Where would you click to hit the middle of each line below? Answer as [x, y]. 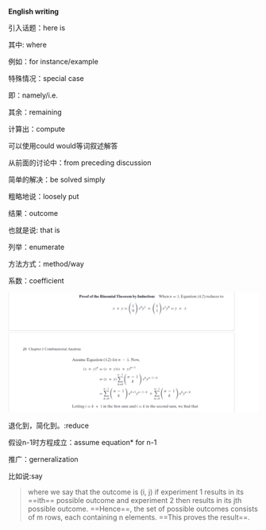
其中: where [28, 44]
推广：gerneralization [43, 459]
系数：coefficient [37, 280]
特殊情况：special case [46, 78]
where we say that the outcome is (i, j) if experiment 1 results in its [136, 492]
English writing [34, 12]
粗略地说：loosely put [44, 196]
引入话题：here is [37, 28]
